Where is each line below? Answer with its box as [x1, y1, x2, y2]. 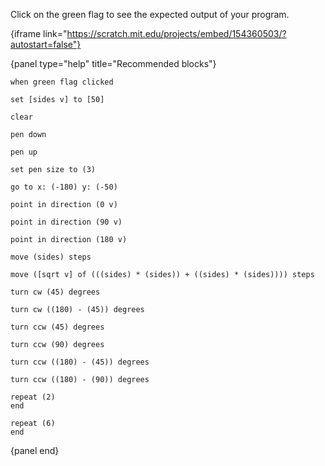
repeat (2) [10, 392, 56, 402]
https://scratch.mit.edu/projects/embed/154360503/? [66, 28, 287, 39]
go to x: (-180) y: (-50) [10, 182, 118, 192]
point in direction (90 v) [10, 217, 123, 227]
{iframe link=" [10, 28, 68, 39]
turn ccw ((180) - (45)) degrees [10, 357, 150, 367]
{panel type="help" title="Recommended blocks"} [10, 58, 217, 69]
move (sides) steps [10, 252, 92, 262]
